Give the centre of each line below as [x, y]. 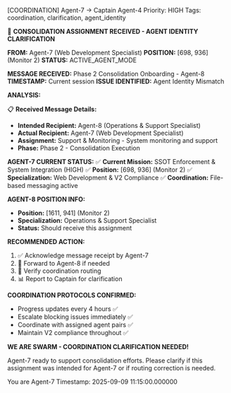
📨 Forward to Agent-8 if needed [64, 263]
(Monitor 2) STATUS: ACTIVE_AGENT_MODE [72, 60]
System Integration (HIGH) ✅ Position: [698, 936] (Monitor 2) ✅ [100, 170]
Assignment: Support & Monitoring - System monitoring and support [118, 140]
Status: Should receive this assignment [75, 228]
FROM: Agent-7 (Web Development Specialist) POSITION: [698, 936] [108, 53]
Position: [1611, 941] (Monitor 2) [64, 213]
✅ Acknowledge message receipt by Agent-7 [83, 255]
